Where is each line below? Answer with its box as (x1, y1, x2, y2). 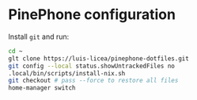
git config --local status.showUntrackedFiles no (8, 62, 176, 70)
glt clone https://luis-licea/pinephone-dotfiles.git (8, 54, 190, 63)
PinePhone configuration (8, 6, 176, 24)
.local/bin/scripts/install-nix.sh (8, 69, 126, 77)
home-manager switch (8, 84, 77, 92)
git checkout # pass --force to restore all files (8, 77, 179, 85)
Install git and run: (8, 32, 70, 41)
